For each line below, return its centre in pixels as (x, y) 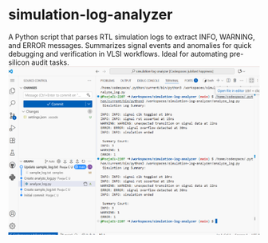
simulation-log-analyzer (91, 15)
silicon (19, 62)
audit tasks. (50, 62)
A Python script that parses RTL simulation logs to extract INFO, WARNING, (132, 37)
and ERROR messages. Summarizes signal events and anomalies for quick (130, 45)
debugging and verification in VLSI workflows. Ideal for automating (118, 54)
